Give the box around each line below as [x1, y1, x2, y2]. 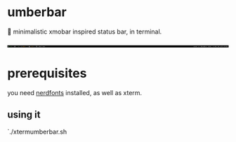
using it [7, 109, 41, 121]
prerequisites [7, 66, 87, 81]
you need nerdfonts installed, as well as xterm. [7, 88, 143, 97]
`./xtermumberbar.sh [7, 127, 67, 136]
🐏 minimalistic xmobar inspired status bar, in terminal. [7, 27, 162, 36]
